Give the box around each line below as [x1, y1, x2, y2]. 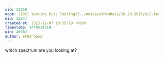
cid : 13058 [5, 7, 27, 12]
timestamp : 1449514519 [5, 25, 51, 30]
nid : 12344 [5, 16, 27, 21]
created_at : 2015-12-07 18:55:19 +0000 [5, 20, 86, 26]
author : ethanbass [5, 34, 42, 39]
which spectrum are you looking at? [5, 47, 77, 53]
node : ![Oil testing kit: [5, 12, 58, 16]
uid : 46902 [5, 29, 27, 34]
